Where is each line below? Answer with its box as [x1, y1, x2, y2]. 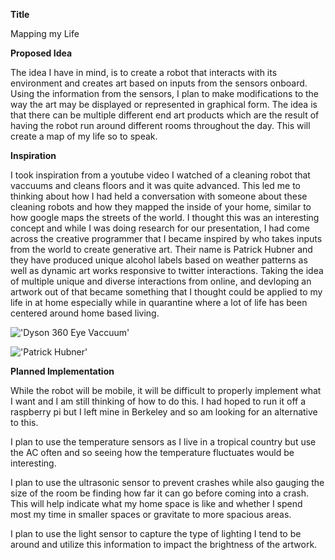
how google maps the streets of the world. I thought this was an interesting [10, 212, 320, 223]
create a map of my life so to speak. [10, 130, 158, 142]
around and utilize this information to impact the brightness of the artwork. [10, 539, 318, 550]
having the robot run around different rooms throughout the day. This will [10, 120, 311, 131]
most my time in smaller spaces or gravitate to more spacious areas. [10, 509, 292, 520]
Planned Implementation [10, 365, 115, 377]
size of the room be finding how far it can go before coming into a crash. [10, 487, 310, 499]
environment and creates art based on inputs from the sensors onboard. [10, 77, 308, 89]
